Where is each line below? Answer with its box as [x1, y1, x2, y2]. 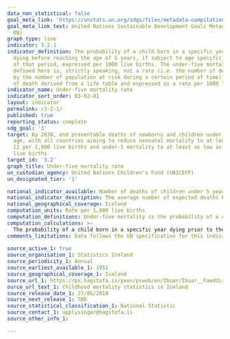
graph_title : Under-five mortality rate [7, 162, 125, 170]
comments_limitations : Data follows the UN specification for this [7, 232, 204, 240]
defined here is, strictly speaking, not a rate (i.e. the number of [13, 67, 216, 74]
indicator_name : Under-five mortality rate [7, 86, 133, 93]
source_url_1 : [7, 277, 48, 284]
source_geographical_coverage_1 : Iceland [7, 271, 127, 277]
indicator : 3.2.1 [7, 42, 57, 49]
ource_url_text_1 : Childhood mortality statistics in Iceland [7, 284, 188, 290]
